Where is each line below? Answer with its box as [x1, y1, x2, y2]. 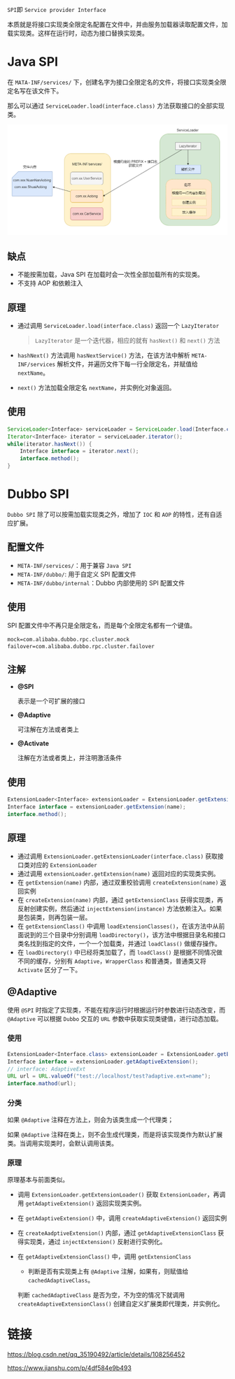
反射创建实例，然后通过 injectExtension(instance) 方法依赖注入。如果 [17, 904, 222, 913]
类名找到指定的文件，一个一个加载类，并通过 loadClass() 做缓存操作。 [17, 939, 222, 948]
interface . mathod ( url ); [7, 1080, 77, 1087]
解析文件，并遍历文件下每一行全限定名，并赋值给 [57, 360, 198, 369]
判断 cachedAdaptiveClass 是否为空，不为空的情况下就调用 [17, 1290, 185, 1299]
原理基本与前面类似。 [7, 1175, 69, 1183]
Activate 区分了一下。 [17, 965, 82, 973]
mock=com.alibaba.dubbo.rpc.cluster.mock [7, 636, 130, 643]
